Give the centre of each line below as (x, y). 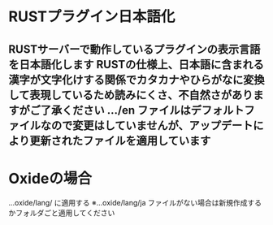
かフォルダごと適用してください (62, 213)
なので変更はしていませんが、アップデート (147, 125)
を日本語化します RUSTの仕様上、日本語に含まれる (136, 65)
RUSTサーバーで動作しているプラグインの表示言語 (134, 49)
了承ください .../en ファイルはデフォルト (142, 110)
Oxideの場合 (50, 178)
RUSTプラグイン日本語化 (92, 17)
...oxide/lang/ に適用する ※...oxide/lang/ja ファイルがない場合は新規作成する (135, 202)
